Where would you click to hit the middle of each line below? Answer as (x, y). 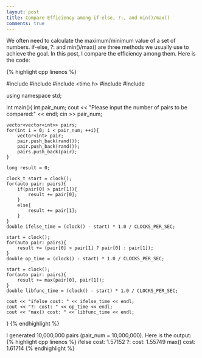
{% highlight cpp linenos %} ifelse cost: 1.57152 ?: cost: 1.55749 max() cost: (101, 342)
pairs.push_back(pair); (47, 152)
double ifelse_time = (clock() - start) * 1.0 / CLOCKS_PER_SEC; (91, 227)
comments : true (26, 23)
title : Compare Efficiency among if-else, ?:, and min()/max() (88, 18)
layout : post (23, 12)
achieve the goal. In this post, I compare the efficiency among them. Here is (101, 54)
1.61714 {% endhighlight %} (40, 348)
